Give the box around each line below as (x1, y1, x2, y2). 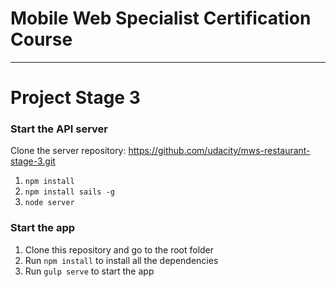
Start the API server (10, 122, 108, 136)
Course (10, 28, 73, 51)
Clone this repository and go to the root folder (24, 243, 215, 256)
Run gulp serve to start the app (24, 265, 155, 277)
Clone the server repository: (10, 145, 127, 157)
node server (24, 198, 75, 208)
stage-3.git (10, 155, 56, 167)
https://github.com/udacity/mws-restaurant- (128, 145, 311, 157)
